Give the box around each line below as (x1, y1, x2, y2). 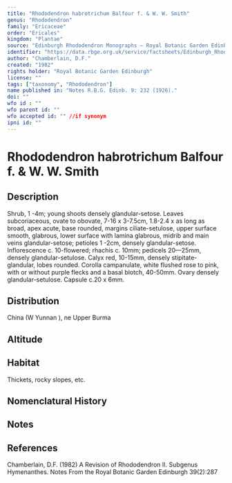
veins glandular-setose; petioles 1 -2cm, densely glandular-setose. (7, 239, 197, 247)
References (7, 442, 58, 454)
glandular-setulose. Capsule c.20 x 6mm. (7, 275, 125, 284)
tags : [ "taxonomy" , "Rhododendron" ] (7, 81, 113, 88)
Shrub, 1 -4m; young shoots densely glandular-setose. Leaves (7, 209, 184, 217)
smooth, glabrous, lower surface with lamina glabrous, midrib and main (7, 231, 209, 239)
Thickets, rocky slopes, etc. (7, 375, 86, 384)
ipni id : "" (7, 119, 41, 126)
